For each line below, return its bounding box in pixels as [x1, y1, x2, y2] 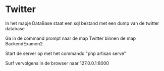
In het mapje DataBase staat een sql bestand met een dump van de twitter [5, 20, 159, 26]
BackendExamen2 [5, 40, 43, 46]
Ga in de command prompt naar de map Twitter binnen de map [5, 35, 136, 41]
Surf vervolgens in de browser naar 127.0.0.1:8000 [5, 60, 110, 66]
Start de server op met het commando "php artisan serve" [5, 50, 126, 56]
